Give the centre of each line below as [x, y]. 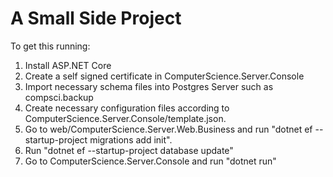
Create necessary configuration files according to [127, 108]
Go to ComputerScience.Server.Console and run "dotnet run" [150, 161]
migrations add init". [131, 139]
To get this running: [50, 46]
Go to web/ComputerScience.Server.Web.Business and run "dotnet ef [168, 129]
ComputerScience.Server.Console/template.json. [125, 118]
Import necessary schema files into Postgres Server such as [149, 86]
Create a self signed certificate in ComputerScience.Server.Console [164, 76]
